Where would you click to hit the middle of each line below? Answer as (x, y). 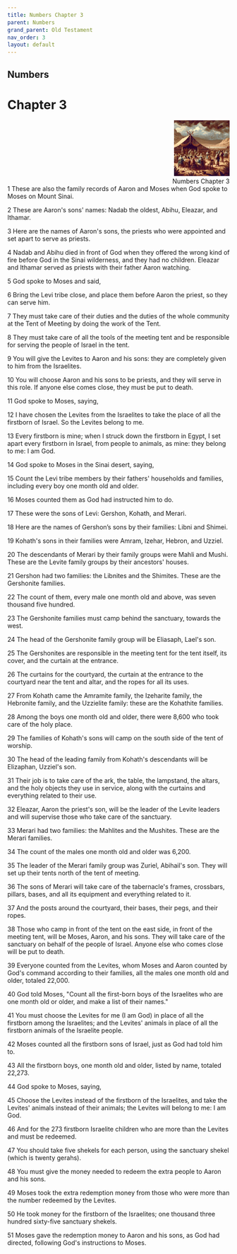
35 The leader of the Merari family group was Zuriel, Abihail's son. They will (117, 865)
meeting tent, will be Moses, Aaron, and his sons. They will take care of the (116, 937)
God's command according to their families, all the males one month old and (118, 973)
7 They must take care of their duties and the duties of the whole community (119, 316)
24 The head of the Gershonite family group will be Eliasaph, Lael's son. (112, 640)
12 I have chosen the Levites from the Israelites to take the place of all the (114, 415)
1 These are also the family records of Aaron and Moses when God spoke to (117, 189)
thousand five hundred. (41, 604)
